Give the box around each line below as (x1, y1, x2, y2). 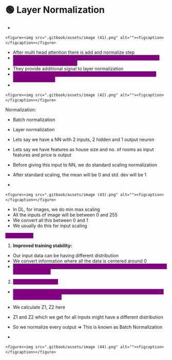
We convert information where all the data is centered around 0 (12, 257, 147, 264)
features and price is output (12, 152, 72, 158)
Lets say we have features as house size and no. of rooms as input (12, 146, 154, 152)
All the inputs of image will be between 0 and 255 (12, 211, 118, 218)
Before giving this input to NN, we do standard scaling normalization (12, 162, 158, 168)
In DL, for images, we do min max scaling (12, 206, 100, 212)
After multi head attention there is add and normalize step (12, 49, 135, 55)
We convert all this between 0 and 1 (12, 217, 88, 223)
